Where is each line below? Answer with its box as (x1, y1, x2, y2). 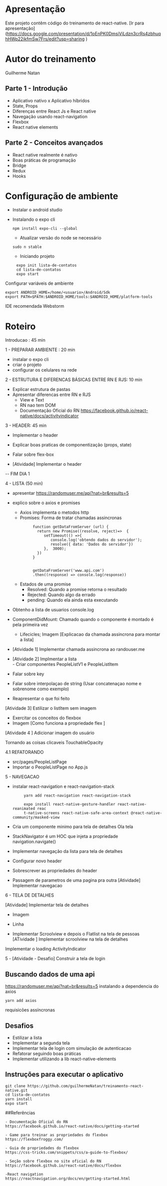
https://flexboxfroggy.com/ (5, 1137, 64, 1142)
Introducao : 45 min (5, 337, 46, 343)
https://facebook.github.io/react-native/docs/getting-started (5, 1124, 140, 1129)
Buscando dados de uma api (5, 970, 95, 979)
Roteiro (5, 321, 36, 332)
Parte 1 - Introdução (5, 84, 68, 93)
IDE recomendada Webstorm (5, 303, 65, 309)
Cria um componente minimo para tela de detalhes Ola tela (12, 824, 134, 830)
